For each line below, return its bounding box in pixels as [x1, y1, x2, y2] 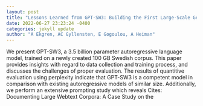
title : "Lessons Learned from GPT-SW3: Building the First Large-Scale [6, 15, 190, 21]
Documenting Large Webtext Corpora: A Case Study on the [6, 93, 154, 101]
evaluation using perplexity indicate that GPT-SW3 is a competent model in [6, 74, 193, 81]
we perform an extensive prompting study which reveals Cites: [6, 87, 163, 94]
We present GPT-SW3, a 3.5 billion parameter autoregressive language [6, 48, 182, 55]
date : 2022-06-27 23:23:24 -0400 [6, 20, 91, 26]
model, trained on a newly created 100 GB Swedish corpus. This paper [6, 55, 182, 62]
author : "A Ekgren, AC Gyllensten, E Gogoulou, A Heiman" [6, 31, 155, 38]
